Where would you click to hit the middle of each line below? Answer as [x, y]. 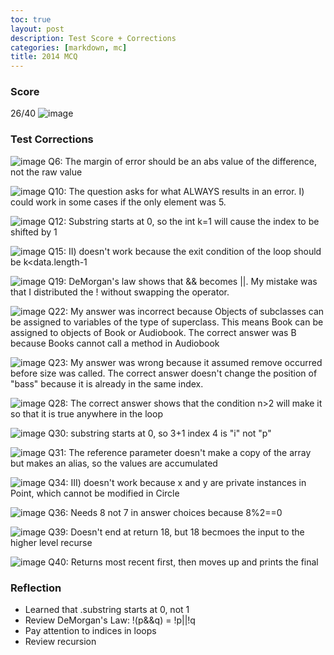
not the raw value [46, 172]
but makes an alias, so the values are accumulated [114, 463]
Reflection [36, 588]
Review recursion [60, 642]
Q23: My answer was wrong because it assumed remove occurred [185, 362]
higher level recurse [51, 542]
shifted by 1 [34, 232]
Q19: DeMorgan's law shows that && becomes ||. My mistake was [183, 281]
